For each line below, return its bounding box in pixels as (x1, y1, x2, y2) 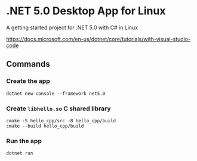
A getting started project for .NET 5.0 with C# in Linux (6, 24, 138, 31)
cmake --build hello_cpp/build (6, 123, 84, 129)
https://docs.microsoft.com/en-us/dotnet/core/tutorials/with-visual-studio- (6, 35, 191, 42)
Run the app (6, 137, 42, 145)
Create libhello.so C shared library (6, 104, 112, 113)
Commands (6, 59, 51, 69)
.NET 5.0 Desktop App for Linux (6, 4, 166, 18)
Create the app (6, 77, 51, 85)
